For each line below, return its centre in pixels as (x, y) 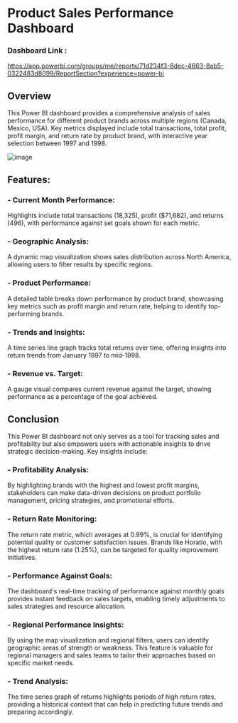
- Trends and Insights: (46, 332)
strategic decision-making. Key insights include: (77, 451)
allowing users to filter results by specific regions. (80, 264)
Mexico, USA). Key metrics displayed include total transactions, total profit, (117, 128)
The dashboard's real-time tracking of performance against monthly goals (116, 591)
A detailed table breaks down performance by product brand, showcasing (115, 298)
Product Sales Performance (91, 13)
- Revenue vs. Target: (45, 373)
